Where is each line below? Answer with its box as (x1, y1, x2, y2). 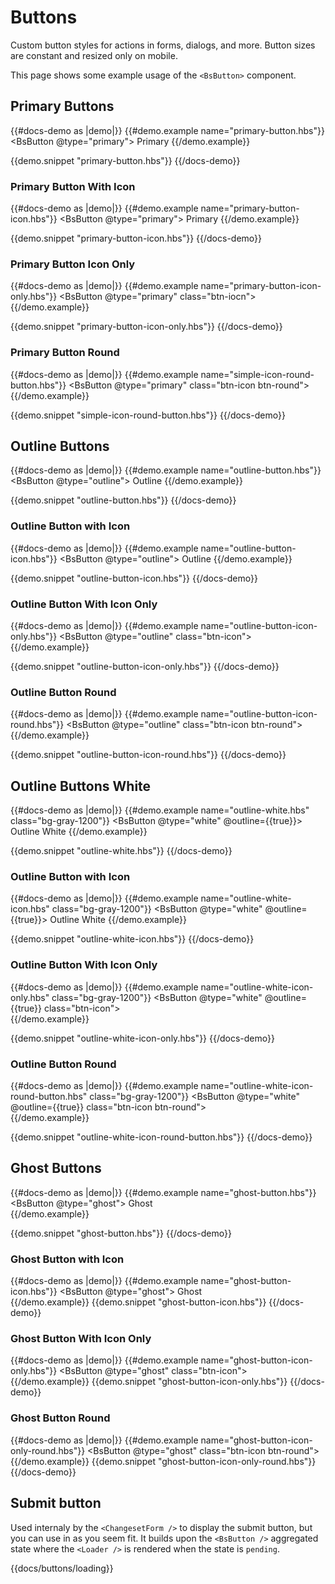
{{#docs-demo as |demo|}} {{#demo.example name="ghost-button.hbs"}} (10, 1186, 317, 1198)
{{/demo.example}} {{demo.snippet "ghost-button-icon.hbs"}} (10, 1296, 267, 1308)
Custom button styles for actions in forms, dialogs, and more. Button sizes (10, 39, 316, 51)
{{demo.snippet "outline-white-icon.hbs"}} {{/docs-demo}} (10, 933, 255, 945)
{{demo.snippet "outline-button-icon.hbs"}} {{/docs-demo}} (10, 572, 258, 584)
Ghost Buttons (10, 1160, 102, 1177)
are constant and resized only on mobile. (10, 49, 178, 61)
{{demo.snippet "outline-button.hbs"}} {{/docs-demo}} (10, 494, 237, 506)
